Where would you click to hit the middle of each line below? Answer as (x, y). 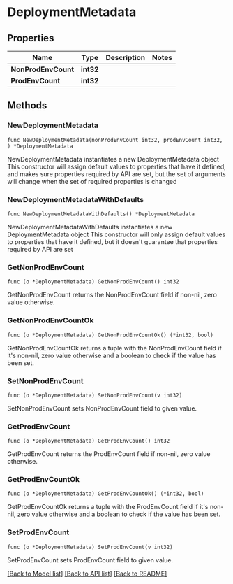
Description (126, 58)
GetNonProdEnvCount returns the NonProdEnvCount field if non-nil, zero (112, 295)
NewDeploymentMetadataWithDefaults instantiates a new (90, 227)
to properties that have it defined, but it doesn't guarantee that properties (113, 241)
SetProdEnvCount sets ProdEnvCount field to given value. (90, 560)
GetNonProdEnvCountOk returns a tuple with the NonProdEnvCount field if (114, 348)
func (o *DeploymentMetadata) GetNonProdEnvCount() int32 (93, 282)
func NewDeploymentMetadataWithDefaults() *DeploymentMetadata (101, 214)
